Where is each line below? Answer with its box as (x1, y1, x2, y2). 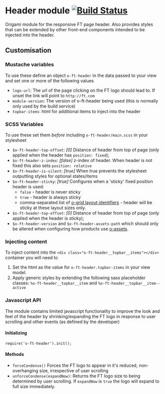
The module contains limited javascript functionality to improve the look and (5, 308, 160, 314)
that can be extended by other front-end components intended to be (5, 26, 145, 32)
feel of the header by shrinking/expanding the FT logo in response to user (5, 313, 156, 319)
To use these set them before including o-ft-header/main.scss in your (5, 132, 148, 138)
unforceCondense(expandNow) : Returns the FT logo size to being (12, 373, 140, 379)
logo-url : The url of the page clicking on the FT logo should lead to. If (12, 87, 155, 93)
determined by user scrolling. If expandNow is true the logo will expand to (12, 378, 160, 384)
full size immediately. (12, 383, 55, 389)
